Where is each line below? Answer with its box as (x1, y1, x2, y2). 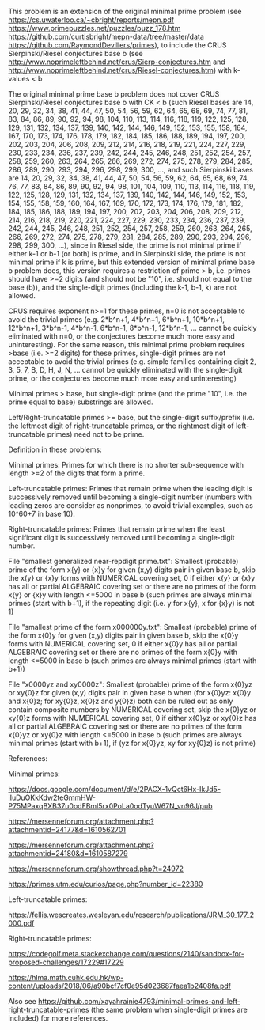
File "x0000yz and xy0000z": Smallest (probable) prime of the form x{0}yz (8, 680, 253, 689)
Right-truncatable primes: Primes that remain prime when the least (8, 524, 225, 533)
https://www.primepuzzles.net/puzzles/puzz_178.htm (8, 24, 181, 32)
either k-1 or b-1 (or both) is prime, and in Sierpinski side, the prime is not (8, 249, 247, 258)
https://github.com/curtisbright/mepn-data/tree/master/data (8, 32, 204, 41)
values (8, 74, 30, 83)
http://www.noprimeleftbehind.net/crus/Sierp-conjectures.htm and (8, 57, 225, 66)
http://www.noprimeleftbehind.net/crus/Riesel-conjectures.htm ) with (8, 66, 232, 74)
